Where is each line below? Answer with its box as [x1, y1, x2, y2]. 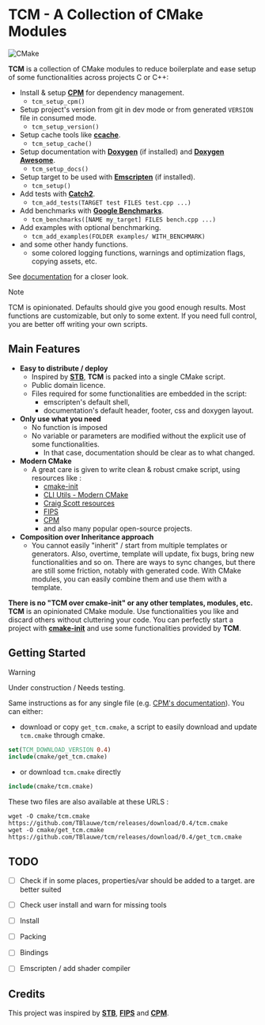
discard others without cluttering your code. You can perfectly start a [8, 615, 233, 624]
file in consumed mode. [19, 113, 97, 122]
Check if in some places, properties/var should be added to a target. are [19, 876, 256, 885]
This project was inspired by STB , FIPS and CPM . [8, 1008, 169, 1018]
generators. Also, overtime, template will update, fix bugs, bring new [31, 549, 255, 559]
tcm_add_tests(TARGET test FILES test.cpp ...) [31, 198, 191, 207]
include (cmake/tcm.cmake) [8, 783, 93, 791]
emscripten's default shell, [43, 397, 131, 406]
